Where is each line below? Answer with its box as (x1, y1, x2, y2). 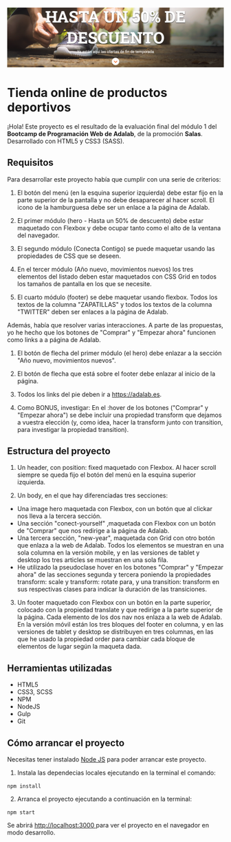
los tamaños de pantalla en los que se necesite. (16, 279, 153, 288)
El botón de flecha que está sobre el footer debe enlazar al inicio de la (16, 369, 216, 378)
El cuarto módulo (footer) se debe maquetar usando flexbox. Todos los (16, 293, 218, 301)
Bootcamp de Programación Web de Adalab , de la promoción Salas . (7, 129, 203, 138)
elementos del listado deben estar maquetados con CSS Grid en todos (16, 272, 217, 281)
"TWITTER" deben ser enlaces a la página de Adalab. (16, 307, 168, 316)
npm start (7, 809, 36, 816)
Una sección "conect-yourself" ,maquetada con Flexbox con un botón (16, 519, 217, 528)
